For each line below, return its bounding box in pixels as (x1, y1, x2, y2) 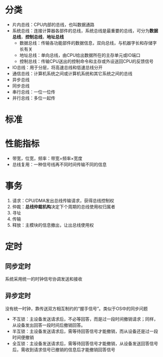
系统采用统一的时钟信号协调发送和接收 (5, 276, 82, 282)
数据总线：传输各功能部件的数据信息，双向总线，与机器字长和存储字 (19, 40, 157, 46)
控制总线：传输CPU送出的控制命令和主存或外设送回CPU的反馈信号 (19, 58, 154, 64)
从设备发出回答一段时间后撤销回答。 (12, 322, 86, 328)
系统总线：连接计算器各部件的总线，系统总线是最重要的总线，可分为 (12, 27, 150, 33)
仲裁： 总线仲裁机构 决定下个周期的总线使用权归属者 (12, 204, 116, 210)
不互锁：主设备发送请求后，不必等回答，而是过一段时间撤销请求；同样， (12, 316, 158, 322)
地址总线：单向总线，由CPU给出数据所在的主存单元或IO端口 (19, 52, 140, 58)
